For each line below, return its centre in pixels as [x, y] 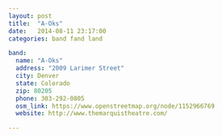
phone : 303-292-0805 [50, 98]
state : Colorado [43, 83]
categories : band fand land [56, 39]
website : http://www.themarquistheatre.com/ [92, 113]
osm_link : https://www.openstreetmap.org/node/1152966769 [116, 106]
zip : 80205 [34, 91]
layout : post [30, 16]
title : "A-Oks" [36, 24]
